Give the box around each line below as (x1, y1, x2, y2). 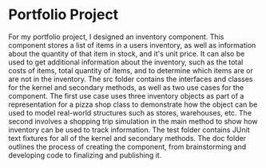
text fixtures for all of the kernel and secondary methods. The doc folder (8, 133, 246, 143)
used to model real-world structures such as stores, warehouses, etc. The (8, 107, 252, 117)
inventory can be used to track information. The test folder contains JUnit (8, 125, 250, 135)
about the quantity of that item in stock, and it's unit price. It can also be (8, 49, 245, 58)
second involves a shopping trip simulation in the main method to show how (8, 116, 258, 126)
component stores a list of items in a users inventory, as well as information (8, 40, 256, 49)
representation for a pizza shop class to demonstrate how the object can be (8, 100, 258, 109)
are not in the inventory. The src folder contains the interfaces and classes (8, 74, 253, 84)
